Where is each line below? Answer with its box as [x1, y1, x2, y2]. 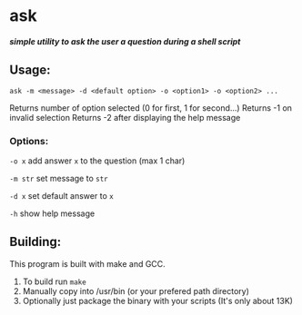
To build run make [22, 276, 86, 287]
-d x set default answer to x [9, 190, 114, 201]
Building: [9, 234, 62, 250]
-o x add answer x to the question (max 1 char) [9, 155, 186, 166]
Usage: [9, 63, 52, 78]
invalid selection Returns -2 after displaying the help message [9, 112, 241, 123]
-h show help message [9, 208, 96, 219]
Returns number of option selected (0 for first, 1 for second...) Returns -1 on [9, 102, 293, 113]
